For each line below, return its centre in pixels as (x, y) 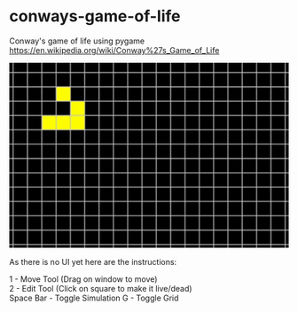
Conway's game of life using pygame (77, 41)
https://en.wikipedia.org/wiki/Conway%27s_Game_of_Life (114, 50)
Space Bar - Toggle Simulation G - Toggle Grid (94, 298)
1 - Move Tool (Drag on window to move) (83, 279)
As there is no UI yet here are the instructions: (93, 261)
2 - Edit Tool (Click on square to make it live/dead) (101, 288)
